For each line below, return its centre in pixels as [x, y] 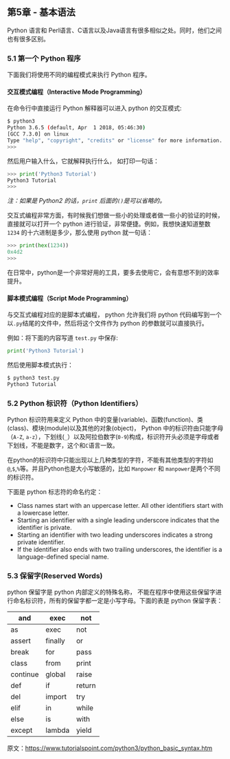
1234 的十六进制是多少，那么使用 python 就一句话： [80, 233]
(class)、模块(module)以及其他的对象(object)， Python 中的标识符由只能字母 [115, 428]
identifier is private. [44, 528]
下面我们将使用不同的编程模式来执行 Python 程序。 [79, 75]
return [86, 685]
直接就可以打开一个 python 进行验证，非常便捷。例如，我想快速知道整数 [109, 224]
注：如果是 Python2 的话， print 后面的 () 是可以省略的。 [87, 201]
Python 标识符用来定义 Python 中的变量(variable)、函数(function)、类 [105, 420]
